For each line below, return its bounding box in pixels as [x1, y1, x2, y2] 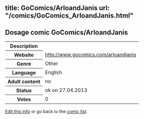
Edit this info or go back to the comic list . [5, 109, 88, 115]
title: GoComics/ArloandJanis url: [5, 4, 110, 12]
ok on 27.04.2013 [45, 87, 88, 94]
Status [16, 87, 32, 94]
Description [10, 43, 38, 49]
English [45, 69, 62, 76]
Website [14, 51, 34, 58]
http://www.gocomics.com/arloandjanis [45, 51, 136, 58]
